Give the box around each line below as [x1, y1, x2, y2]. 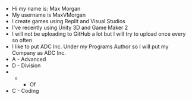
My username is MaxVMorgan [11, 11, 86, 18]
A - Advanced [11, 56, 46, 62]
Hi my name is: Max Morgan [11, 5, 81, 12]
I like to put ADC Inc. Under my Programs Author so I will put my [11, 43, 169, 50]
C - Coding [11, 87, 39, 94]
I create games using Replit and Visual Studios [11, 18, 126, 24]
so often [11, 37, 33, 43]
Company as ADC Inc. [11, 49, 67, 56]
